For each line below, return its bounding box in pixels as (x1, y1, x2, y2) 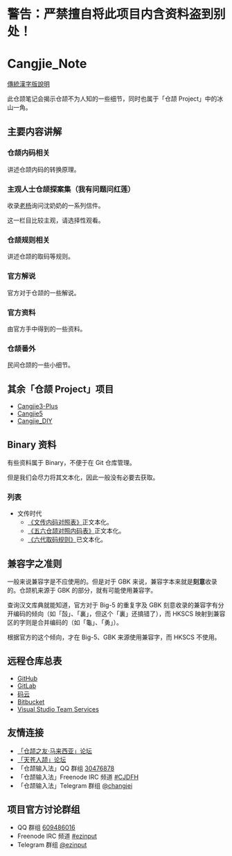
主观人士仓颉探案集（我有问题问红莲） (7, 184, 135, 194)
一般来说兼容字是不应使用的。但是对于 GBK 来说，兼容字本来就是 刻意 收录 (7, 577, 217, 586)
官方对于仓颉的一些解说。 (7, 288, 80, 297)
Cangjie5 (17, 409, 43, 418)
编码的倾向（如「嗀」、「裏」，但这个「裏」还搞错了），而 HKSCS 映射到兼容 (12, 609, 226, 618)
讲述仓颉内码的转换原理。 (7, 165, 80, 174)
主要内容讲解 (7, 126, 62, 138)
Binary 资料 (7, 438, 57, 450)
